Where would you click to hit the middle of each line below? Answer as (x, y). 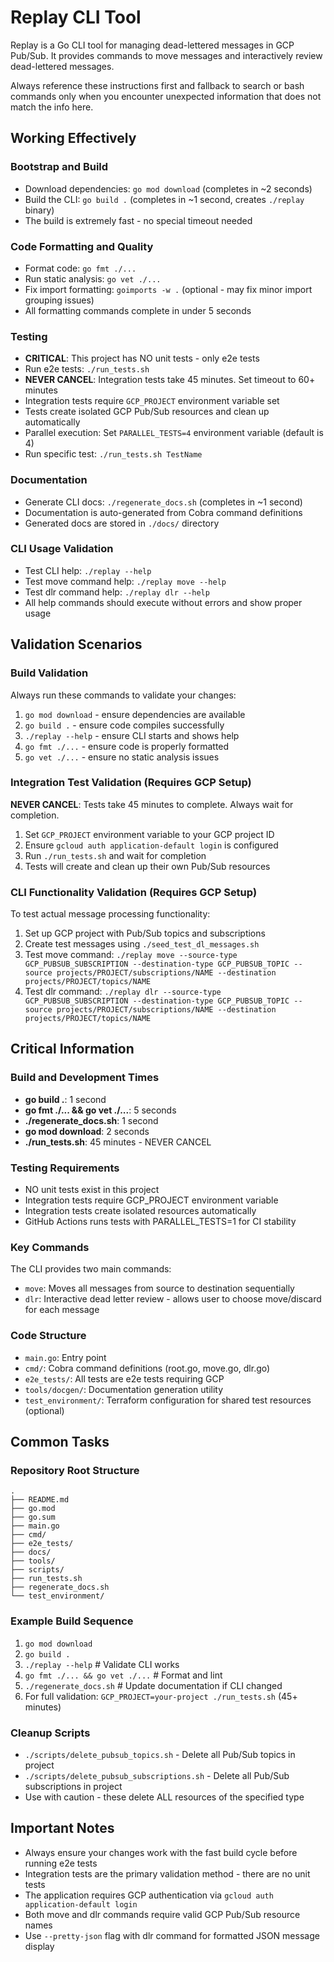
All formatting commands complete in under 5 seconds (138, 310)
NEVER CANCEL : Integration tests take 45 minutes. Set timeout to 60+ (170, 380)
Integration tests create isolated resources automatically (140, 1211)
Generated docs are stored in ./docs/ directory (122, 523)
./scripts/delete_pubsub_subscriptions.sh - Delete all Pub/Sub (157, 1775)
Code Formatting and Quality (82, 246)
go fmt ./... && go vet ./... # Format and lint (123, 1675)
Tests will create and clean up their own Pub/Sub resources (147, 866)
